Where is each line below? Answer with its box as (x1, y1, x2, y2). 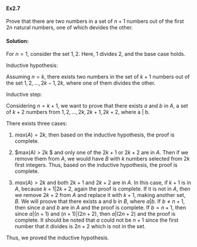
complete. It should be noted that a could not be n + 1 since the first (14, 216, 179, 223)
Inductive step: (6, 91, 42, 98)
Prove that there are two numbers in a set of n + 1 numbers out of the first (6, 18, 184, 25)
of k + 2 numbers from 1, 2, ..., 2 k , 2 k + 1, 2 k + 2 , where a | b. (6, 109, 150, 116)
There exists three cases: (6, 120, 68, 127)
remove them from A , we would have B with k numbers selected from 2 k (14, 155, 190, 162)
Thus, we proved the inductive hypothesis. (6, 234, 109, 241)
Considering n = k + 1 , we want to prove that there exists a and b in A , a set (6, 102, 188, 109)
